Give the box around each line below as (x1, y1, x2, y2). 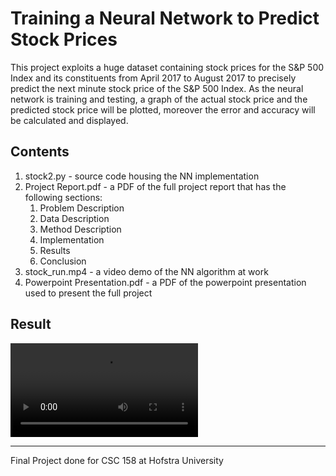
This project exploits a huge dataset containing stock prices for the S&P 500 (10, 61, 325, 73)
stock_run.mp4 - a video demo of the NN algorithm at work (24, 265, 269, 277)
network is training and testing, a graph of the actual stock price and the (10, 93, 308, 105)
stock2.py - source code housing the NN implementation (24, 170, 260, 182)
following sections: (24, 191, 103, 203)
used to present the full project (24, 287, 153, 299)
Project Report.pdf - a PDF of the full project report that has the (24, 180, 287, 192)
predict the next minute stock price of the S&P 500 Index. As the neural (10, 82, 304, 94)
